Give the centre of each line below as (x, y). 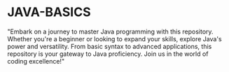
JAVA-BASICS (49, 12)
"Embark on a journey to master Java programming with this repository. (110, 31)
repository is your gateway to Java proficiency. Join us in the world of (108, 54)
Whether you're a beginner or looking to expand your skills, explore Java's (114, 38)
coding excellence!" (36, 61)
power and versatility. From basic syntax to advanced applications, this (110, 46)
